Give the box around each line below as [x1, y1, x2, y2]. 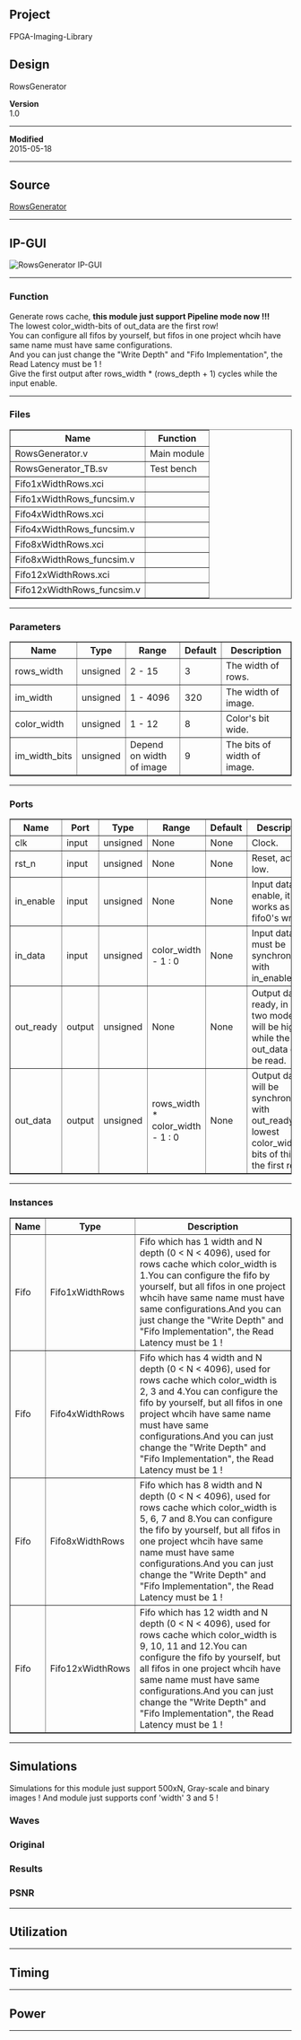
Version [9, 98, 39, 109]
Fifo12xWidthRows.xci [14, 568, 110, 581]
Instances [9, 1196, 54, 1209]
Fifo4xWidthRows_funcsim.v [14, 522, 135, 535]
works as [251, 901, 290, 914]
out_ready [14, 1020, 58, 1033]
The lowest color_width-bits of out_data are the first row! [9, 320, 219, 331]
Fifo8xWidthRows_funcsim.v [14, 553, 135, 565]
